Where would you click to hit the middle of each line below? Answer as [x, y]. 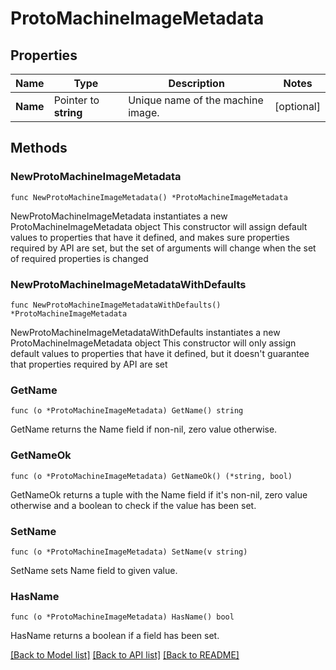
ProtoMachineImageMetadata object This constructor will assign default [159, 226]
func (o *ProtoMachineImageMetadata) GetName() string [127, 411]
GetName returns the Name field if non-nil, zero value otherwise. [144, 429]
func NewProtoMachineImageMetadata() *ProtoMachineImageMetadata [149, 197]
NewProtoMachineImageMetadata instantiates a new [119, 216]
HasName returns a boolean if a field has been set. [115, 636]
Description [196, 83]
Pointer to [76, 100]
